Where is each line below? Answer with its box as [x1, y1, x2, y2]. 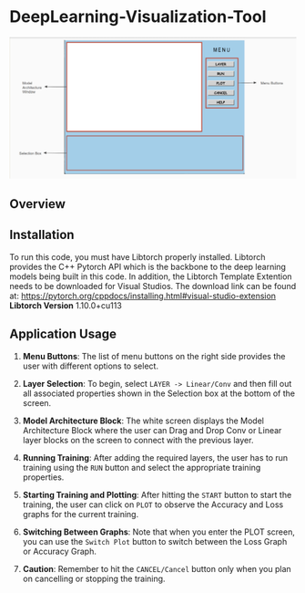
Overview [9, 196, 66, 212]
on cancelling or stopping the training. [22, 573, 166, 584]
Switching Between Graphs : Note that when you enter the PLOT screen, [22, 526, 296, 537]
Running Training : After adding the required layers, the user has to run [22, 452, 289, 463]
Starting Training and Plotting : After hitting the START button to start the [22, 489, 292, 500]
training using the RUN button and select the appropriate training [22, 462, 261, 473]
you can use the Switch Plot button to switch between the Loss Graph [22, 536, 288, 546]
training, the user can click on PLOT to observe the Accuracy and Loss [22, 499, 284, 510]
